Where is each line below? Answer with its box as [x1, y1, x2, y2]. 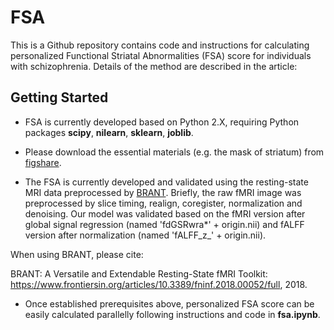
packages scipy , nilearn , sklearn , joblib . [24, 126, 194, 138]
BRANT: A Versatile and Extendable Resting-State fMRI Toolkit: [10, 267, 268, 280]
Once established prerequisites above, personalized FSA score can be [24, 297, 315, 310]
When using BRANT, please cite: [10, 248, 144, 260]
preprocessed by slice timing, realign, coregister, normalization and [24, 197, 303, 209]
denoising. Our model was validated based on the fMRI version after [24, 207, 306, 220]
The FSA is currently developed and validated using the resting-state [24, 176, 309, 188]
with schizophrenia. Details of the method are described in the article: [10, 60, 298, 72]
